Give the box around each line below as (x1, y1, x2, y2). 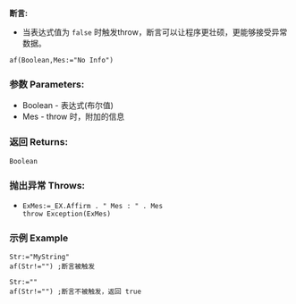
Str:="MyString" (9, 253, 70, 262)
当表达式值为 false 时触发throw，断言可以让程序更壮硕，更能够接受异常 (21, 27, 288, 38)
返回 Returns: (9, 136, 69, 148)
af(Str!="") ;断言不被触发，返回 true (9, 287, 141, 297)
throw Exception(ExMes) (21, 209, 112, 218)
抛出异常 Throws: (9, 179, 86, 191)
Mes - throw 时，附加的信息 (21, 111, 125, 122)
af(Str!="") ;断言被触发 (9, 262, 96, 271)
